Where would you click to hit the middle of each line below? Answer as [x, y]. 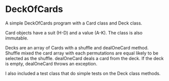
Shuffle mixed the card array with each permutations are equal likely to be [82, 53]
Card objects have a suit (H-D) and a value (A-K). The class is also [74, 32]
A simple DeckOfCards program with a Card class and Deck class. [74, 23]
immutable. [17, 38]
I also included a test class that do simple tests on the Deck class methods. [83, 73]
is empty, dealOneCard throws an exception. [51, 63]
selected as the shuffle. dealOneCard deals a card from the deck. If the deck [84, 58]
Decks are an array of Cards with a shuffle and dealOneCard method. [77, 47]
